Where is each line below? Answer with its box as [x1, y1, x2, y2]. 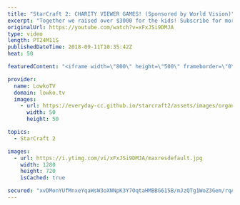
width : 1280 [20, 161, 56, 168]
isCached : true [20, 174, 66, 182]
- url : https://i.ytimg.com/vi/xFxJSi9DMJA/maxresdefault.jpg [14, 154, 203, 162]
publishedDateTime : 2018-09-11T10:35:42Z [7, 43, 133, 51]
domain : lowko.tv [14, 89, 66, 96]
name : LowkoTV [14, 83, 56, 90]
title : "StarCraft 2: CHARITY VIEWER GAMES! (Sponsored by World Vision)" [7, 10, 235, 18]
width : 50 [26, 109, 56, 116]
